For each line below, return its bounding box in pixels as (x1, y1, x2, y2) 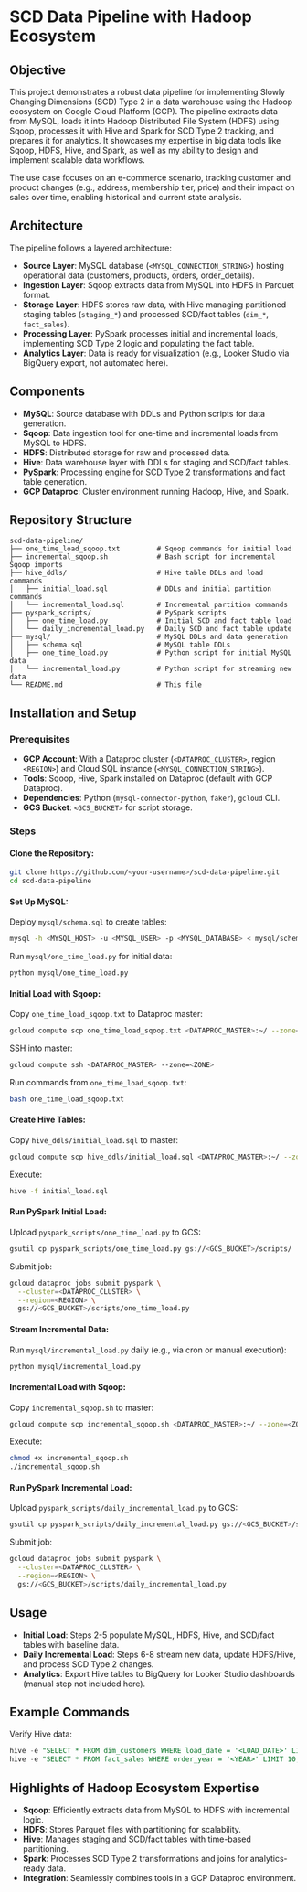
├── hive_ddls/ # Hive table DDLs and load (9, 569, 263, 578)
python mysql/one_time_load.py (9, 968, 129, 978)
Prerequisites (9, 732, 70, 745)
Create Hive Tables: (9, 1114, 86, 1126)
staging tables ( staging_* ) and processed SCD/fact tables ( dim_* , (22, 308, 270, 319)
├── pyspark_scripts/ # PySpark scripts (9, 608, 227, 618)
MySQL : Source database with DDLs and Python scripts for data (22, 408, 266, 419)
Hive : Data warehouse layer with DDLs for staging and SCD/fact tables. (22, 456, 291, 467)
